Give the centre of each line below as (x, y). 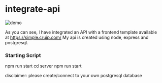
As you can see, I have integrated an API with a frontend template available (81, 32)
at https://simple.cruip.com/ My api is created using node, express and (77, 37)
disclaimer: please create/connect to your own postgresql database (74, 76)
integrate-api (32, 9)
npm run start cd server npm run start (43, 66)
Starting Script (23, 55)
